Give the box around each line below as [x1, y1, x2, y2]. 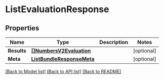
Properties [5, 24, 39, 32]
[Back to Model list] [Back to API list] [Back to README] [5, 68, 121, 74]
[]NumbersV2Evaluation [31, 47, 91, 54]
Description [99, 39, 129, 46]
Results [8, 47, 27, 54]
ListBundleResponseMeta [31, 56, 95, 62]
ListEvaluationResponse [5, 4, 109, 15]
